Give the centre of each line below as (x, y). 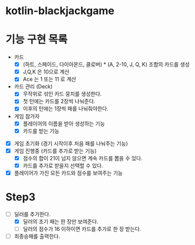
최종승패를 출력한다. (37, 236)
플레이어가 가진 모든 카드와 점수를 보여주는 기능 (68, 173)
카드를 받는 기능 (41, 131)
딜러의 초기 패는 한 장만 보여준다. (60, 221)
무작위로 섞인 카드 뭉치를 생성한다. (62, 94)
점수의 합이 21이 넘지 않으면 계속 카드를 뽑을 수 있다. (82, 158)
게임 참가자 (27, 116)
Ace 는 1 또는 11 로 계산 (49, 79)
